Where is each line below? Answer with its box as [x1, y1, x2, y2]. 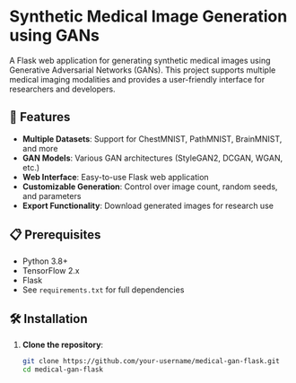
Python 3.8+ [22, 256, 69, 266]
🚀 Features [9, 109, 71, 125]
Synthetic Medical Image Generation [9, 6, 288, 27]
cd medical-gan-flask [22, 365, 103, 374]
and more [22, 143, 58, 153]
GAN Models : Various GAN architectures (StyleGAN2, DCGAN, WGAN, [22, 152, 283, 163]
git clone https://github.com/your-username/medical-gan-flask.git [22, 357, 280, 366]
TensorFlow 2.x [22, 265, 80, 275]
